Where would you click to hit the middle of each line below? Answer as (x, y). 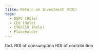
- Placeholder (24, 32)
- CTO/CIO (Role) (27, 27)
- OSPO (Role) (24, 18)
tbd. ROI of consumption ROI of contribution (49, 46)
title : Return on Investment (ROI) (41, 9)
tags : (10, 14)
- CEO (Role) (23, 23)
